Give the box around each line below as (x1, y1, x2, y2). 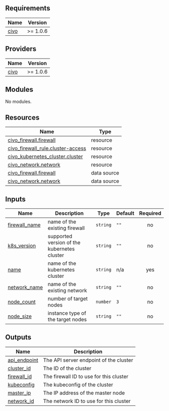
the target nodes (47, 316, 87, 323)
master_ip (8, 389, 31, 396)
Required (139, 210, 161, 217)
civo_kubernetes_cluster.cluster (8, 153, 83, 160)
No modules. (5, 98, 32, 105)
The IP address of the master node (43, 389, 125, 396)
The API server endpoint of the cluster (43, 357, 133, 364)
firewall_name (8, 221, 41, 228)
